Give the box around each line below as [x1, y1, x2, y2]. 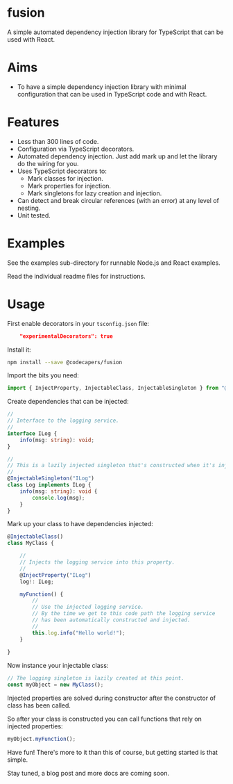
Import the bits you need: [7, 371, 80, 379]
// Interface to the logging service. [7, 417, 119, 425]
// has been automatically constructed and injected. [32, 616, 191, 623]
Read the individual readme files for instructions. [7, 272, 146, 280]
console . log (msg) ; [32, 494, 85, 501]
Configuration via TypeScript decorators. [17, 145, 135, 153]
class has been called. [7, 701, 71, 710]
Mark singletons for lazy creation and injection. [27, 189, 162, 197]
